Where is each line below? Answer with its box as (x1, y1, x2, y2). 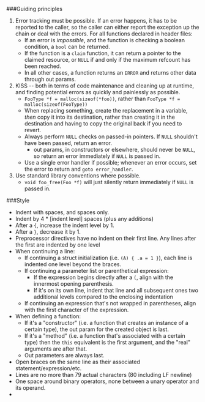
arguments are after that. (24, 345, 88, 352)
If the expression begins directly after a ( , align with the (33, 274, 174, 281)
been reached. (24, 62, 61, 70)
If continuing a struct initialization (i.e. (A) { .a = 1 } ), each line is (24, 254, 193, 261)
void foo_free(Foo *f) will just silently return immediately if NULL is (24, 179, 194, 185)
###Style (6, 197, 29, 204)
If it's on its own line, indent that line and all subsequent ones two (33, 287, 199, 294)
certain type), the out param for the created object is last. (24, 326, 170, 333)
